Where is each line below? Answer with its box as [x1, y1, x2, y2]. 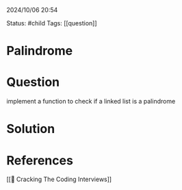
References [6, 152, 73, 168]
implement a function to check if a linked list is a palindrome [6, 97, 176, 106]
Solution [6, 121, 55, 136]
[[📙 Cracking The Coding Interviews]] [6, 175, 112, 184]
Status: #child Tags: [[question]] [6, 19, 97, 27]
